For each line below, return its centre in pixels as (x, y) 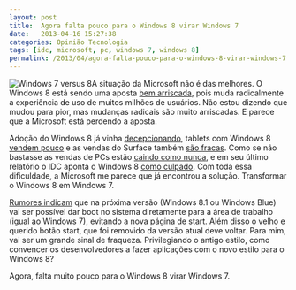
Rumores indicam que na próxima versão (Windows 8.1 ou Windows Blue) (143, 202)
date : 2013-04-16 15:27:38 (63, 34)
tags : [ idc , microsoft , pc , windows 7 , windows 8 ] (104, 50)
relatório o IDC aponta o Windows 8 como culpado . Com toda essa (131, 166)
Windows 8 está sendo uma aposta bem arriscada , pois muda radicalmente (147, 93)
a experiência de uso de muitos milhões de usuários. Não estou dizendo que (148, 102)
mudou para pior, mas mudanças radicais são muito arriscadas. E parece (142, 112)
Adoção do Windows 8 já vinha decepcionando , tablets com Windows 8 (140, 138)
